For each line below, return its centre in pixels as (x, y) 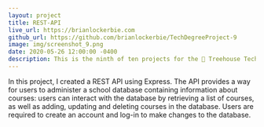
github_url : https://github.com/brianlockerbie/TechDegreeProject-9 (123, 37)
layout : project (35, 15)
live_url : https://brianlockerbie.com (71, 30)
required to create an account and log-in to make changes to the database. (130, 114)
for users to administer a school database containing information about (123, 89)
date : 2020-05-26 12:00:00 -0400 (63, 52)
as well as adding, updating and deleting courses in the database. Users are (131, 106)
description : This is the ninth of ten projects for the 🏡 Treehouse (125, 60)
